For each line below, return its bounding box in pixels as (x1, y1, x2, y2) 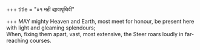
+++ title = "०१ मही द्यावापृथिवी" (6, 6, 75, 13)
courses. (29, 37, 52, 44)
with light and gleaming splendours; (6, 24, 96, 31)
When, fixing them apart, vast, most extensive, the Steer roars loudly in (6, 31, 184, 37)
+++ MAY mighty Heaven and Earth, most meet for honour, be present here (6, 18, 195, 25)
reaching (6, 37, 28, 44)
